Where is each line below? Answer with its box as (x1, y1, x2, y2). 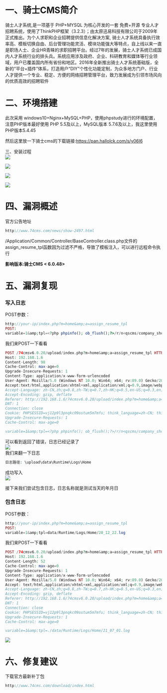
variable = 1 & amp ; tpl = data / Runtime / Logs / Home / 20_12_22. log (5, 530, 126, 535)
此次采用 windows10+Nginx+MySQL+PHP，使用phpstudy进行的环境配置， (5, 115, 158, 121)
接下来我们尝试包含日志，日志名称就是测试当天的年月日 (5, 485, 118, 491)
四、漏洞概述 (5, 201, 58, 212)
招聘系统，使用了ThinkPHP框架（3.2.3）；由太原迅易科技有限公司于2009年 (5, 28, 158, 34)
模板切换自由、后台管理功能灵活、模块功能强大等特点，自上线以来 (18, 40, 153, 46)
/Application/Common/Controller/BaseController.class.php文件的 (5, 238, 138, 244)
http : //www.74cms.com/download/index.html (5, 684, 94, 689)
